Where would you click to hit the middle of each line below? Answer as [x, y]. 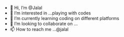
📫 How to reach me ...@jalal [39, 29]
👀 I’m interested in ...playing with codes [50, 13]
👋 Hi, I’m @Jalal [26, 8]
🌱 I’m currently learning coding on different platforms [64, 18]
